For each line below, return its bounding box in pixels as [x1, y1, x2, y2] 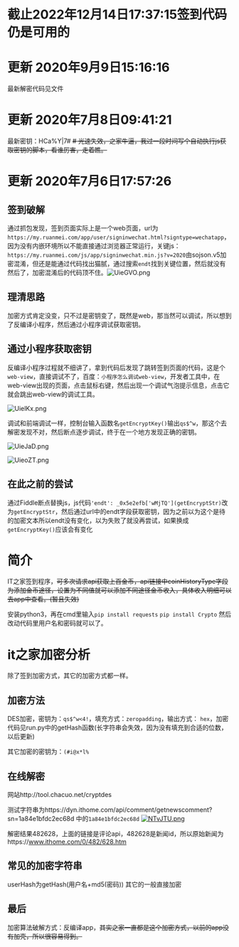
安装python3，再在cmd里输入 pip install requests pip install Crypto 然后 [7, 610, 232, 619]
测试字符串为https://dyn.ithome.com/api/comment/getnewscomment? [7, 806, 213, 814]
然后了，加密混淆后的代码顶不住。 [7, 268, 107, 277]
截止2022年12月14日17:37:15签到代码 [7, 6, 228, 23]
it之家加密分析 [7, 646, 90, 663]
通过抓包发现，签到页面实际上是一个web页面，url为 [7, 224, 159, 232]
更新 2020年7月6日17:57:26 [7, 173, 172, 189]
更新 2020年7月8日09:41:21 [7, 112, 172, 128]
